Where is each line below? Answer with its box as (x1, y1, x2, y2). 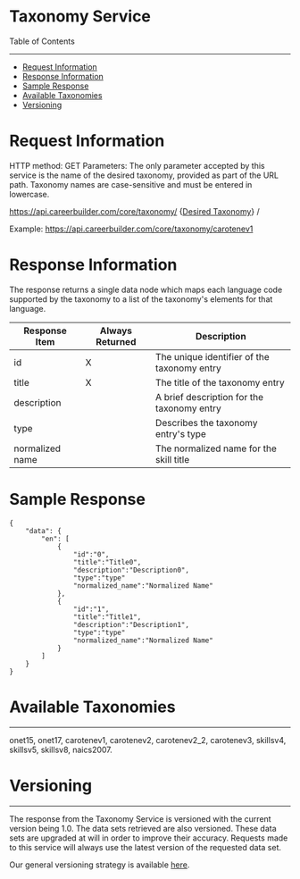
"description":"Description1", (72, 620, 190, 629)
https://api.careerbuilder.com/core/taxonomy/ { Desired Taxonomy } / (9, 205, 261, 216)
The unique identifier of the (154, 350, 270, 363)
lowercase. (9, 188, 50, 199)
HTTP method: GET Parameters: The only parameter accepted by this (9, 160, 265, 171)
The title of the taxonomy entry (154, 376, 285, 389)
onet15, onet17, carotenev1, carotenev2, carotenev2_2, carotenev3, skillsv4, (9, 734, 287, 745)
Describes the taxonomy (154, 416, 258, 429)
